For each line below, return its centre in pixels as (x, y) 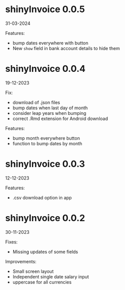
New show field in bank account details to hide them (66, 48)
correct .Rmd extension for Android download (60, 118)
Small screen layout (33, 271)
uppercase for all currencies (42, 282)
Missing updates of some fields (45, 252)
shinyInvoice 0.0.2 (45, 218)
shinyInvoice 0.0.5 (45, 9)
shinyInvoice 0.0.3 (45, 164)
